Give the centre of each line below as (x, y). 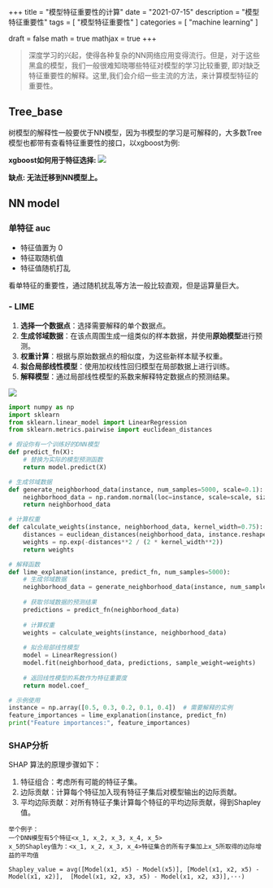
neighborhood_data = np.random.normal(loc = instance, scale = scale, (138, 497)
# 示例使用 (24, 700)
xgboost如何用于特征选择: (52, 160)
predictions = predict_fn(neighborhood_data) (102, 609)
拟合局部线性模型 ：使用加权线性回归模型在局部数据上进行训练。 (127, 366)
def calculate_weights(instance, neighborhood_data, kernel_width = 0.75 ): (136, 527)
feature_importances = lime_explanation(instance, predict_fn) (118, 715)
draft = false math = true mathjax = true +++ (82, 38)
